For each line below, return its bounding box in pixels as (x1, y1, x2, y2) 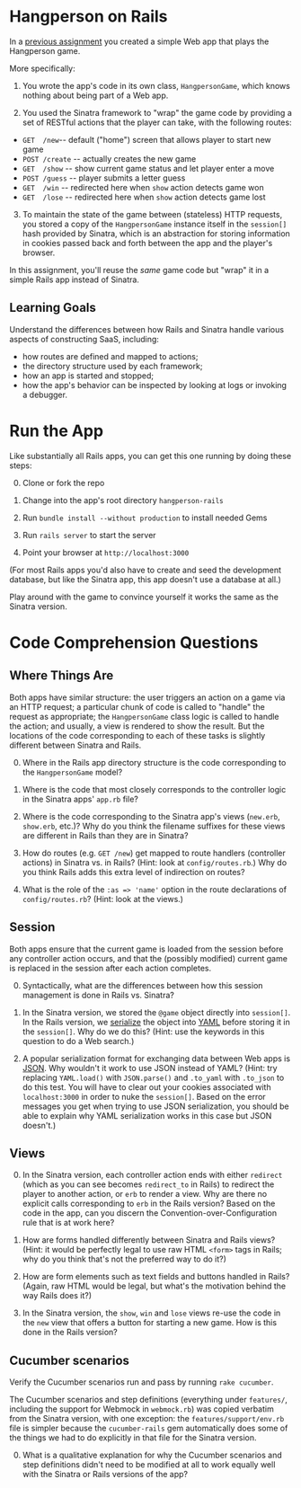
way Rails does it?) (22, 1290, 93, 1301)
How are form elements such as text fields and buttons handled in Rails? (22, 1271, 290, 1282)
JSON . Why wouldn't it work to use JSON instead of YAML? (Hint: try (22, 1062, 278, 1073)
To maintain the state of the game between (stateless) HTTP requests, (22, 208, 283, 219)
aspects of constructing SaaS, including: (9, 333, 160, 344)
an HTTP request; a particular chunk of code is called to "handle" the (9, 701, 265, 712)
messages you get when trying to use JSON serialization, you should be (22, 1101, 289, 1112)
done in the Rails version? (22, 1327, 119, 1338)
